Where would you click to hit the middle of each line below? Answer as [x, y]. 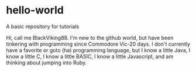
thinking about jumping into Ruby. [47, 63]
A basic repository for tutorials [43, 26]
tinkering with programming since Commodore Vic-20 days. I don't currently [98, 44]
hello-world [35, 10]
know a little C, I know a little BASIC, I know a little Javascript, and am [90, 56]
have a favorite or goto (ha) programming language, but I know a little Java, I [98, 50]
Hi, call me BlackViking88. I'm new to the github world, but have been [90, 37]
